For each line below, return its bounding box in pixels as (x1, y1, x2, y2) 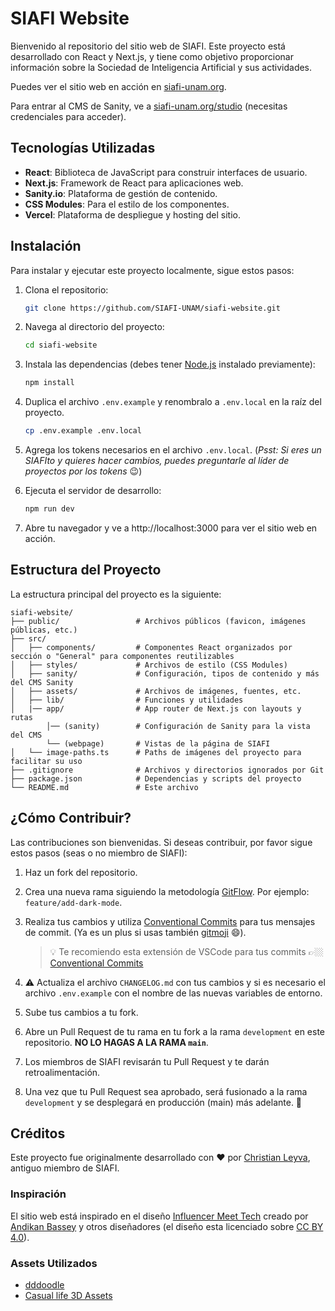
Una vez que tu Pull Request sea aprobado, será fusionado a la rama (24, 1085, 308, 1097)
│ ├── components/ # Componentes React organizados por (10, 642, 293, 652)
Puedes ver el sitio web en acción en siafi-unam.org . (10, 80, 227, 92)
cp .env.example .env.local (24, 426, 142, 436)
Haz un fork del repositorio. (24, 866, 138, 878)
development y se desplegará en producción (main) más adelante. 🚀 (24, 1096, 303, 1108)
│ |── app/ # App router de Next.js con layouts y (10, 703, 302, 714)
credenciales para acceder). (10, 110, 127, 122)
